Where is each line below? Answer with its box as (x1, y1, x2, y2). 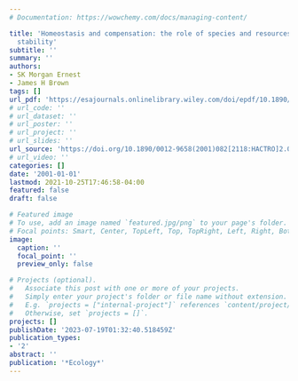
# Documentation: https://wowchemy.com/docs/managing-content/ (9, 12, 248, 22)
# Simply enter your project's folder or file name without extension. (9, 292, 288, 301)
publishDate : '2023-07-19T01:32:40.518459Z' (9, 325, 176, 334)
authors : (9, 62, 42, 71)
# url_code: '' (9, 103, 66, 112)
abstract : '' (9, 350, 58, 360)
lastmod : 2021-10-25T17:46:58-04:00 (9, 178, 145, 187)
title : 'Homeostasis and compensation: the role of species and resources (9, 28, 292, 38)
